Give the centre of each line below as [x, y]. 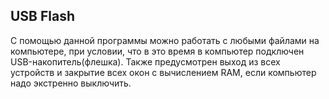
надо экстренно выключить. [71, 83]
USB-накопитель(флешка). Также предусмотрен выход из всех [145, 61]
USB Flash [43, 16]
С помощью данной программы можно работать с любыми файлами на [165, 40]
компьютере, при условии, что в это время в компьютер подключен [157, 51]
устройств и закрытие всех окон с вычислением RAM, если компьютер [163, 72]
